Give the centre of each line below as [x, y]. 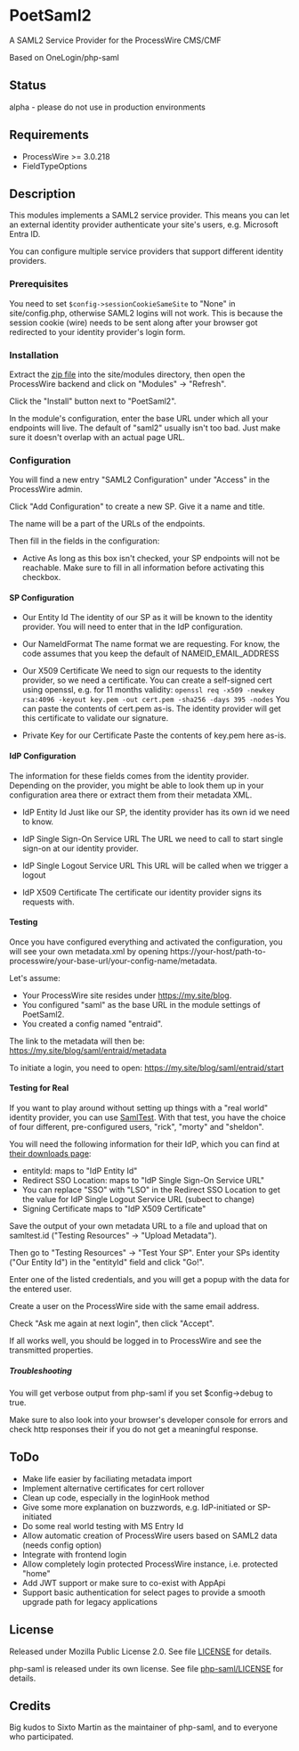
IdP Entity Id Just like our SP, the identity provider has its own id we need [156, 812]
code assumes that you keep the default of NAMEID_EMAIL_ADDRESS [151, 654]
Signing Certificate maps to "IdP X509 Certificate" [114, 1209]
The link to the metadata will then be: [77, 1041]
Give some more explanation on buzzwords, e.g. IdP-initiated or [139, 1507]
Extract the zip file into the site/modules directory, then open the [127, 374]
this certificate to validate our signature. [95, 718]
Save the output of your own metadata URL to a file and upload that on [139, 1226]
